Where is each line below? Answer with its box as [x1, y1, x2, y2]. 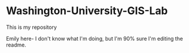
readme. [6, 41, 26, 48]
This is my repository [6, 24, 57, 31]
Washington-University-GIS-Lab [6, 4, 168, 18]
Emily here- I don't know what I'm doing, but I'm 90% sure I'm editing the [6, 35, 183, 42]
